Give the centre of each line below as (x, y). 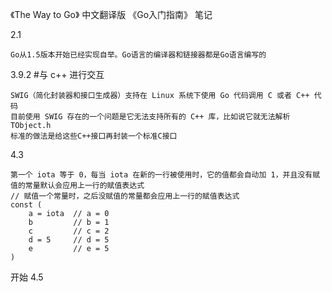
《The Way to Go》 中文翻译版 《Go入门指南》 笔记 (111, 14)
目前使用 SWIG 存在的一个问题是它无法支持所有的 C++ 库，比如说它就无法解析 (150, 117)
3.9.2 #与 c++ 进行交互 (57, 74)
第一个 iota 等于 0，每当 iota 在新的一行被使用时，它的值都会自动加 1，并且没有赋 (165, 175)
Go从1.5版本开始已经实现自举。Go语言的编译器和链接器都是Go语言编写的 (138, 55)
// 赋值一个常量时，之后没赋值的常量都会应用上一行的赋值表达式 (125, 196)
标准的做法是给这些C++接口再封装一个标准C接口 (94, 136)
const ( (26, 205)
